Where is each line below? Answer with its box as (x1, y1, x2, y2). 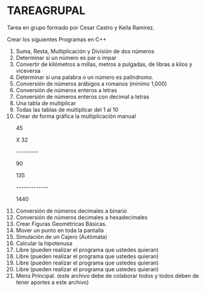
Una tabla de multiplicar (15, 99, 76, 107)
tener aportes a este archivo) (15, 279, 89, 286)
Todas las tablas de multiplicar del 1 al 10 (15, 106, 119, 113)
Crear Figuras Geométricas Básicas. (15, 220, 107, 227)
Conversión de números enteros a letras (15, 86, 117, 93)
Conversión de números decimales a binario (15, 207, 127, 214)
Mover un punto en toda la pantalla (15, 227, 104, 234)
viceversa (15, 67, 41, 74)
